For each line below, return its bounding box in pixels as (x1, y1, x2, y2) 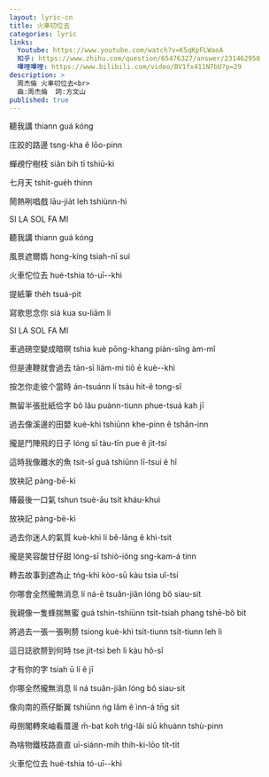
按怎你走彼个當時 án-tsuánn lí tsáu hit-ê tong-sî (9, 381, 182, 392)
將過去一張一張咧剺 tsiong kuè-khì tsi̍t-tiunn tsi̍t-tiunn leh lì (9, 626, 223, 637)
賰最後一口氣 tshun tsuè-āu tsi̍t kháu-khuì (9, 494, 161, 506)
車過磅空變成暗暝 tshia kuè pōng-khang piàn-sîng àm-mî (9, 343, 216, 355)
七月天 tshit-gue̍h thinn (9, 177, 93, 188)
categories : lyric (9, 29, 77, 38)
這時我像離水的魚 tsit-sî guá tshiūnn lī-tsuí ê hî (9, 457, 177, 467)
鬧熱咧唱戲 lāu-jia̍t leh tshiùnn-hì (9, 196, 127, 207)
